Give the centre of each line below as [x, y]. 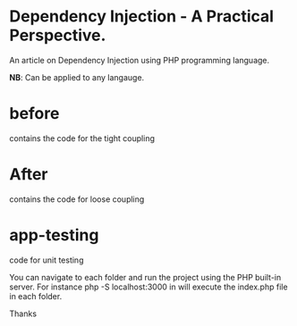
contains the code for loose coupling [77, 199]
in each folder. [36, 296]
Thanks [23, 313]
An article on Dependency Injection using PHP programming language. [140, 60]
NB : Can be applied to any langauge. [77, 77]
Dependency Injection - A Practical [142, 17]
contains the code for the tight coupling [82, 138]
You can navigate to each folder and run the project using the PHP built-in [145, 277]
